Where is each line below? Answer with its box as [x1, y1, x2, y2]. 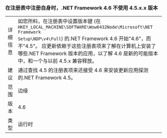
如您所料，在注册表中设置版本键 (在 [17, 18, 101, 25]
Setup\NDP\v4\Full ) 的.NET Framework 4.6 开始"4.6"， [17, 35, 147, 42]
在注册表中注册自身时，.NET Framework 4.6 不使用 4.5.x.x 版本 [5, 4, 158, 11]
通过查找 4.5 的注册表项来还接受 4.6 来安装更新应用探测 [17, 67, 149, 74]
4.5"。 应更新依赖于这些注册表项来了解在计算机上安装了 [25, 43, 157, 50]
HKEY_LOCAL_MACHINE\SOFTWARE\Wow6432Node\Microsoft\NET [17, 24, 153, 30]
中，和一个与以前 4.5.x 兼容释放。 [17, 58, 97, 65]
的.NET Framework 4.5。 [17, 74, 76, 81]
